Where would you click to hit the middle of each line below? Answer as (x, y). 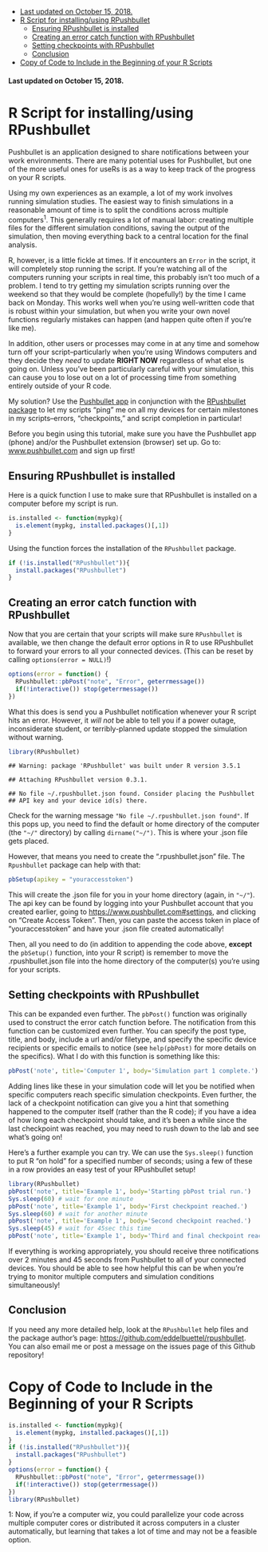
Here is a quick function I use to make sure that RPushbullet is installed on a (133, 495)
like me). (22, 328)
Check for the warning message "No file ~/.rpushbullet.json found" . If (129, 816)
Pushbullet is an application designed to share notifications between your (129, 152)
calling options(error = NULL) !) (60, 660)
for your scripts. (35, 970)
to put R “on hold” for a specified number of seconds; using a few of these (130, 1161)
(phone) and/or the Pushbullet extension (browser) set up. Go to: (114, 443)
